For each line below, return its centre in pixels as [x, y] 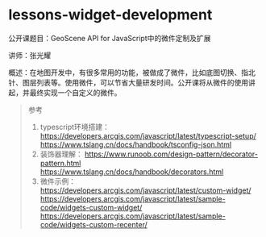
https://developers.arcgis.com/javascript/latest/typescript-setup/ [148, 135]
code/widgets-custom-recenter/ [94, 224]
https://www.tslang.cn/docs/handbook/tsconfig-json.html [136, 144]
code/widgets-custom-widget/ [91, 207]
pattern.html [60, 163]
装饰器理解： [61, 154]
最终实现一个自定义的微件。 [75, 92]
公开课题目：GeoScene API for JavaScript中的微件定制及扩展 [110, 38]
